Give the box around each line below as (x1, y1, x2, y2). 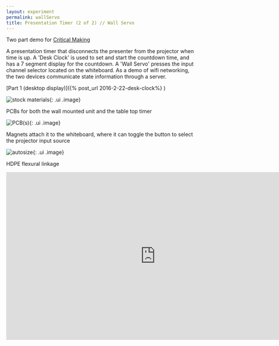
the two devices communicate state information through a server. (6, 73, 167, 81)
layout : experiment (6, 8, 55, 15)
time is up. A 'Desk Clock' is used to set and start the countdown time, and (6, 54, 190, 61)
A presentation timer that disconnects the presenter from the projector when (6, 48, 194, 55)
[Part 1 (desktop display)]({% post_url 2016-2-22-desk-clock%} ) (6, 85, 166, 92)
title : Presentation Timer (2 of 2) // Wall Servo (6, 20, 135, 26)
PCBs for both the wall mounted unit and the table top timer (6, 108, 152, 115)
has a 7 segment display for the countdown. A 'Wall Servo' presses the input (6, 60, 194, 67)
